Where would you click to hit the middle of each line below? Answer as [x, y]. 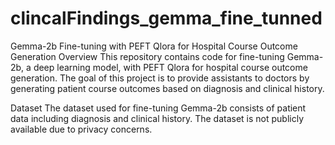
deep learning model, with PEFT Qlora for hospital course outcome [170, 67]
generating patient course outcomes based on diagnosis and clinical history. [167, 88]
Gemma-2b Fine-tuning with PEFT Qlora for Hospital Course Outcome [154, 46]
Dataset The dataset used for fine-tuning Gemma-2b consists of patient [158, 108]
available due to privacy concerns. [81, 129]
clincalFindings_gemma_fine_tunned [166, 18]
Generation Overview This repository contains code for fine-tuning [147, 56]
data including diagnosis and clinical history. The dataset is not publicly [157, 118]
